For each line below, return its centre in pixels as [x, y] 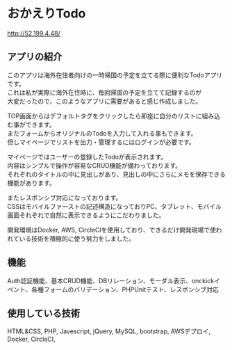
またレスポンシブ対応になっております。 [65, 198]
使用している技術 [44, 313]
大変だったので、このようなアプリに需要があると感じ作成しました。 [105, 101]
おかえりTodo [47, 14]
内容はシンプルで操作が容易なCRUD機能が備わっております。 [94, 165]
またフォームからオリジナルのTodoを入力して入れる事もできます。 [102, 133]
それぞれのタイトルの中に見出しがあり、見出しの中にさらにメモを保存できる [116, 174]
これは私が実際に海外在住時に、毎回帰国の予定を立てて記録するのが [105, 92]
